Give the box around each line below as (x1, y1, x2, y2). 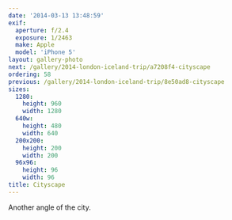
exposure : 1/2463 (15, 33, 73, 42)
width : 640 (22, 129, 59, 137)
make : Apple (15, 41, 55, 49)
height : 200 (22, 144, 62, 152)
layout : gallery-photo (8, 56, 83, 64)
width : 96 (22, 173, 55, 182)
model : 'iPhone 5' (15, 48, 77, 56)
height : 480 (22, 122, 62, 130)
